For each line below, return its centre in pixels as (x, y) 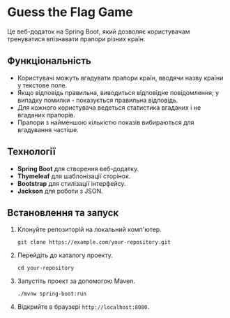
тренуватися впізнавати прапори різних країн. (76, 38)
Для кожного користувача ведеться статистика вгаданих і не (109, 107)
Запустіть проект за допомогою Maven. (76, 281)
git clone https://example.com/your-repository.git (94, 243)
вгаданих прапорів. (46, 115)
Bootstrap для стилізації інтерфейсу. (71, 183)
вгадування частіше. (48, 129)
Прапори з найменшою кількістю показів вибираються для (106, 122)
